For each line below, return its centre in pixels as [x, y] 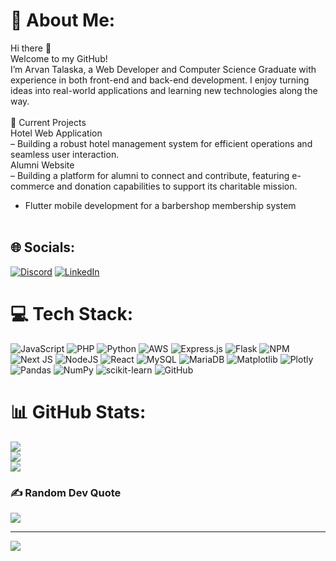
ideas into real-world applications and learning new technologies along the [164, 90]
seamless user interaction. [65, 154]
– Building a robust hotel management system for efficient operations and [161, 143]
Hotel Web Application [56, 133]
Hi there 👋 [31, 48]
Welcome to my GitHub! [59, 58]
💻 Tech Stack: [72, 313]
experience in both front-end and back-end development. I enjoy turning [160, 80]
